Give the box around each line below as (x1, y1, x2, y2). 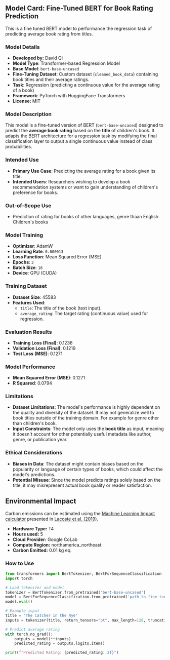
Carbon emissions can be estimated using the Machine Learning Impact (5, 510, 155, 516)
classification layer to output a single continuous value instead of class (5, 138, 153, 144)
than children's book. (12, 420, 57, 426)
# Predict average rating (5, 627, 60, 632)
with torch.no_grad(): (5, 632, 53, 637)
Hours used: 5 (12, 531, 44, 537)
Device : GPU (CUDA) (12, 270, 57, 276)
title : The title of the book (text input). (20, 305, 102, 311)
